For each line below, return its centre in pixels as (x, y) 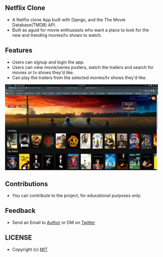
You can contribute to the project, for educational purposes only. (77, 195)
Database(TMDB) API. (34, 25)
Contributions (26, 184)
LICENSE (19, 238)
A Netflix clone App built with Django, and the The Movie (69, 19)
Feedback (20, 211)
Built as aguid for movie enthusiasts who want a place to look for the (80, 30)
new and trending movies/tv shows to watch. (57, 35)
